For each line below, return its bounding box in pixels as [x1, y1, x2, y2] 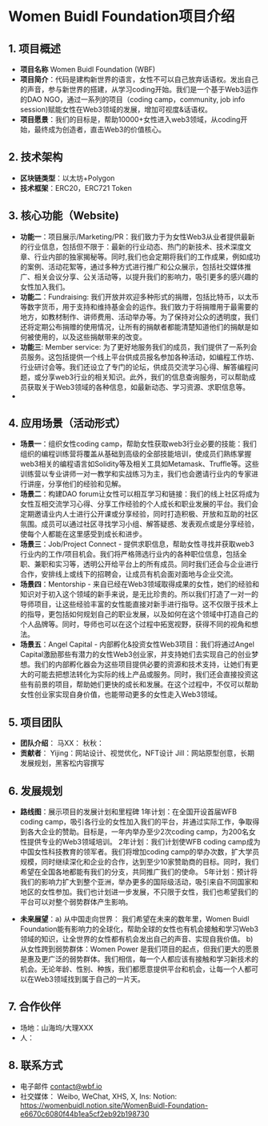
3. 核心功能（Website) [8, 209, 120, 223]
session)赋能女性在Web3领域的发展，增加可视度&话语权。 [19, 105, 212, 114]
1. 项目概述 [8, 42, 62, 55]
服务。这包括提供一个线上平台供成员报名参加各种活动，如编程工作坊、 [26, 352, 258, 362]
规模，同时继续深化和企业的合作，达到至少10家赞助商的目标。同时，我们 [19, 857, 259, 867]
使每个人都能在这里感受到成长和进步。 [19, 529, 146, 539]
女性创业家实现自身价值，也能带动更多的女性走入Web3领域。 [19, 690, 222, 699]
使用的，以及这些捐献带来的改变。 [34, 332, 146, 342]
